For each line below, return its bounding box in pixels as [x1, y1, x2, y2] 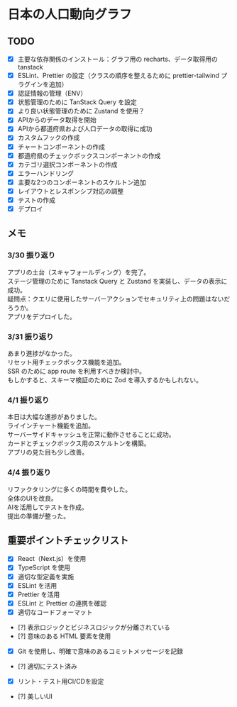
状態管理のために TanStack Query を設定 [17, 98, 137, 106]
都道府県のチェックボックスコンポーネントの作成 [17, 151, 161, 160]
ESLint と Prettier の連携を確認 [17, 599, 107, 607]
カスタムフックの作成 [17, 133, 80, 142]
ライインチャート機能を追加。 [7, 421, 94, 430]
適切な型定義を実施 [17, 572, 75, 581]
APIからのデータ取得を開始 [17, 116, 97, 124]
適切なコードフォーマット [17, 608, 93, 616]
